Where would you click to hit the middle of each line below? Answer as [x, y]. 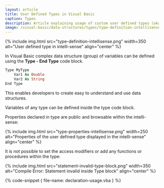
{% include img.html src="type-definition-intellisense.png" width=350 [76, 41]
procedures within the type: [33, 156]
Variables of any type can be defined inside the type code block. [70, 107]
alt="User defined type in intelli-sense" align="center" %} [63, 47]
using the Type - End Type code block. [44, 61]
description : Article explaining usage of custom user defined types [77, 23]
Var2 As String [29, 79]
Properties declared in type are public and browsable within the [69, 117]
